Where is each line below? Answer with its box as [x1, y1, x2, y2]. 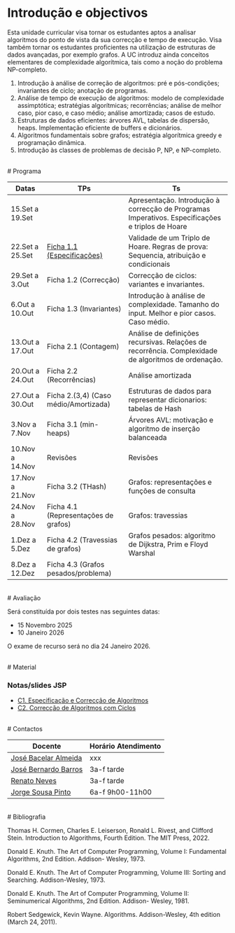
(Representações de [46, 510, 114, 520]
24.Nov [10, 502, 36, 511]
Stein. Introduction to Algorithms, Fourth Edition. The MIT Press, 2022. [7, 834, 210, 842]
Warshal [128, 548, 155, 558]
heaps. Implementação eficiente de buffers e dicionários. [17, 123, 183, 132]
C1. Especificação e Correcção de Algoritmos [17, 696, 149, 705]
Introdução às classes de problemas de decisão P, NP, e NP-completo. [17, 146, 222, 154]
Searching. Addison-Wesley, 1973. [7, 876, 106, 884]
